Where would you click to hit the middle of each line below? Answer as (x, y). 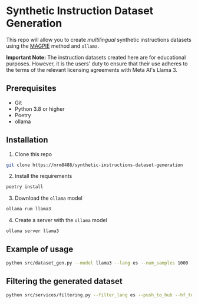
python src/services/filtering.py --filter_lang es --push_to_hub (89, 295)
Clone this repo (33, 154)
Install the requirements (43, 176)
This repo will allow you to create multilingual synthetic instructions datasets (99, 39)
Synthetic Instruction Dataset (80, 11)
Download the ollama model (48, 198)
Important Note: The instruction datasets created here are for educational (96, 57)
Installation (27, 140)
